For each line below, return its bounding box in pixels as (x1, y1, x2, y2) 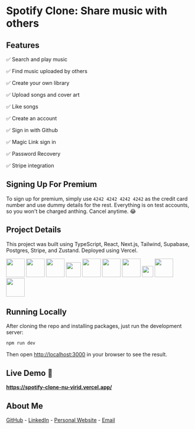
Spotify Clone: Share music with (6, 4, 167, 18)
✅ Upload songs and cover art (6, 91, 80, 98)
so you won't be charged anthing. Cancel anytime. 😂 (6, 208, 136, 215)
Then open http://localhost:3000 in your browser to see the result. (6, 351, 167, 358)
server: (6, 329, 24, 336)
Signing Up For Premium (6, 179, 97, 189)
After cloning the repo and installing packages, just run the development (6, 323, 182, 330)
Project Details (6, 225, 61, 235)
